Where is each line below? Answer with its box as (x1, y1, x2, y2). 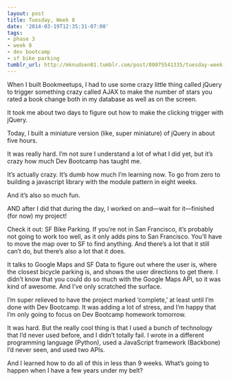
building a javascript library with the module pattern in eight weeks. (7, 177, 198, 186)
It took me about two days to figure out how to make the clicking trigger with (7, 108, 224, 116)
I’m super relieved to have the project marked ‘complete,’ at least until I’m (7, 296, 214, 304)
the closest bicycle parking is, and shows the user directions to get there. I (7, 267, 218, 276)
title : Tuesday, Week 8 (7, 17, 76, 23)
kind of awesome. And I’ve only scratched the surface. (7, 282, 162, 290)
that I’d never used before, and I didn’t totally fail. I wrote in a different (7, 331, 204, 339)
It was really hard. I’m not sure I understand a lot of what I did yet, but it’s (7, 150, 213, 158)
